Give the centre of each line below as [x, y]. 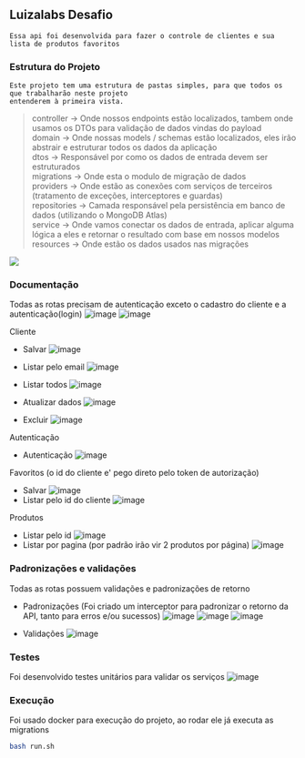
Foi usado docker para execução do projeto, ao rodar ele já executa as [142, 720]
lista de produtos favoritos [65, 44]
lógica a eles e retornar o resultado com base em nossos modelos [156, 235]
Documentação [44, 285]
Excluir [35, 420]
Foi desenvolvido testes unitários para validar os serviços [117, 677]
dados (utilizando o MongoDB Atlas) [99, 215]
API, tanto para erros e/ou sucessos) [91, 616]
